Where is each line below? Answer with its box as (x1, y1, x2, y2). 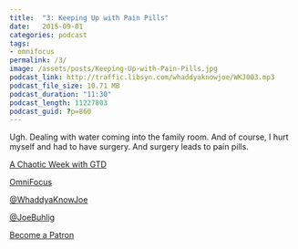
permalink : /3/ (9, 56, 67, 65)
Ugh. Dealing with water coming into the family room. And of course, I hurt (9, 131, 289, 142)
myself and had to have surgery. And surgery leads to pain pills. (9, 141, 249, 152)
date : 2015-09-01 (9, 22, 84, 31)
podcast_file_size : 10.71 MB (9, 81, 120, 90)
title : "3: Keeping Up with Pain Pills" (9, 13, 170, 23)
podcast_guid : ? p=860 (9, 107, 92, 116)
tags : (9, 38, 30, 48)
